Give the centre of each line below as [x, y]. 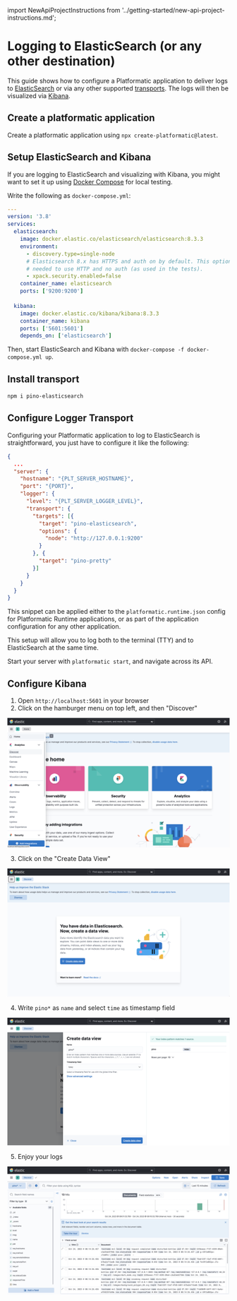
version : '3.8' [30, 217]
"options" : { [58, 531]
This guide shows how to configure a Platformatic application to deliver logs [117, 81]
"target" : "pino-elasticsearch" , [88, 523]
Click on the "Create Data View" [64, 858]
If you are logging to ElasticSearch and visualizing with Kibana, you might [114, 174]
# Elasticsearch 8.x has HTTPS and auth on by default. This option [129, 261]
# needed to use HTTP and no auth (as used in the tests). [114, 269]
